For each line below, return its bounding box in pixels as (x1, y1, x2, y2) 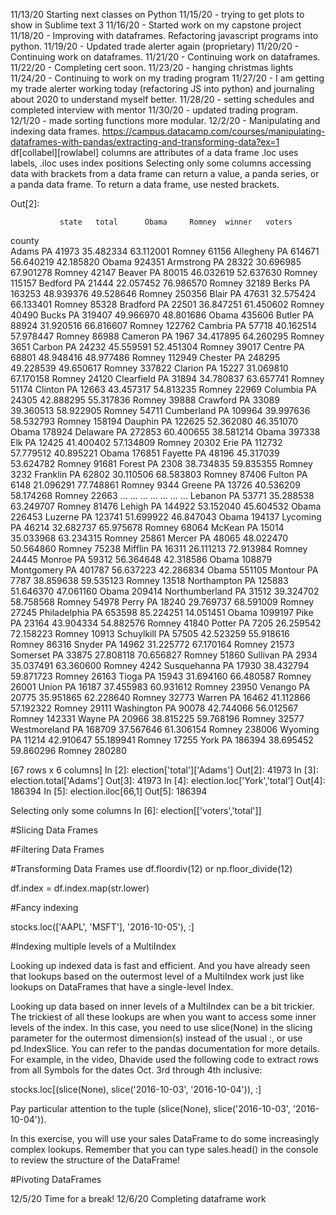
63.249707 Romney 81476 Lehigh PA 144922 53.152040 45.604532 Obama (10, 500, 322, 512)
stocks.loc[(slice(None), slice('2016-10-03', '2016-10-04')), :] (10, 1084, 262, 1095)
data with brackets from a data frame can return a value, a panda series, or (10, 168, 320, 179)
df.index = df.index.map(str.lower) (10, 882, 150, 894)
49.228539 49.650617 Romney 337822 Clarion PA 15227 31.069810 (10, 362, 289, 374)
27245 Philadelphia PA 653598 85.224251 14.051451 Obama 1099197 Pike (10, 607, 314, 618)
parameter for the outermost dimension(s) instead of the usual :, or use (10, 1032, 303, 1044)
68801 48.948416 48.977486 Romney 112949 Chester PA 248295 (10, 352, 281, 363)
